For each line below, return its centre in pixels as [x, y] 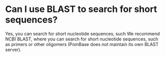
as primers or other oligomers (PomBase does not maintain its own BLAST [82, 44]
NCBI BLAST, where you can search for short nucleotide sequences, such [82, 39]
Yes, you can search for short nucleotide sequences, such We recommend [82, 33]
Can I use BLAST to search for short [81, 9]
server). [13, 49]
